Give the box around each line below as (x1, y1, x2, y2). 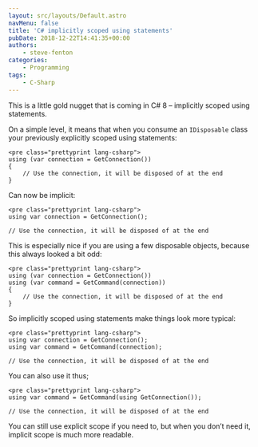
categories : (8, 57, 48, 65)
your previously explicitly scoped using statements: (8, 133, 177, 142)
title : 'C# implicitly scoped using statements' (8, 26, 173, 34)
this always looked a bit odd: (8, 249, 102, 259)
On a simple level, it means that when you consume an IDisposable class (8, 125, 248, 134)
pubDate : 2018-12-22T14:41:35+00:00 (8, 34, 130, 42)
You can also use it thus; (8, 370, 89, 380)
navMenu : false (8, 19, 59, 27)
